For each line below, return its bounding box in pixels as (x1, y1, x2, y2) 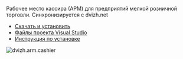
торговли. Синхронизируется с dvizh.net (6, 11, 108, 18)
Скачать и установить (14, 23, 71, 29)
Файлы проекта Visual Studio (14, 29, 87, 36)
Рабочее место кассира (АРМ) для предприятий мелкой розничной (6, 5, 178, 12)
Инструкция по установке (14, 35, 80, 42)
